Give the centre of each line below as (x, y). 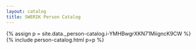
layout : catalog (26, 11)
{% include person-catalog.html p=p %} (55, 40)
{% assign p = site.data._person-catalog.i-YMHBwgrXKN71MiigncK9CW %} (99, 33)
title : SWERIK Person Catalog (44, 17)
